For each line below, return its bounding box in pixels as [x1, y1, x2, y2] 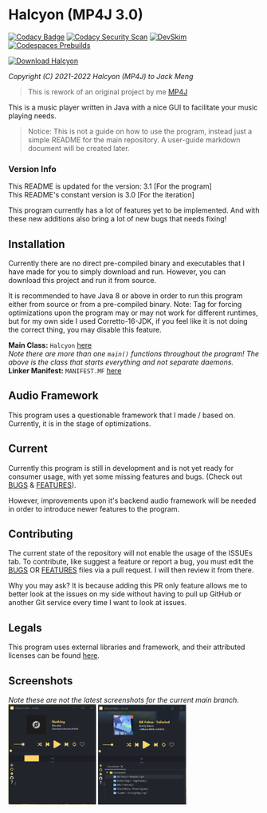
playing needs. [8, 110, 57, 121]
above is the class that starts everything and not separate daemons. [8, 357, 234, 367]
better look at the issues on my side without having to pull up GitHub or [8, 589, 241, 599]
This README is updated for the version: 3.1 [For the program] [8, 181, 213, 191]
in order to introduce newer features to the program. [8, 504, 180, 513]
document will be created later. [27, 143, 130, 153]
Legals [8, 621, 42, 635]
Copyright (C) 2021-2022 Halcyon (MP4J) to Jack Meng [8, 71, 194, 81]
